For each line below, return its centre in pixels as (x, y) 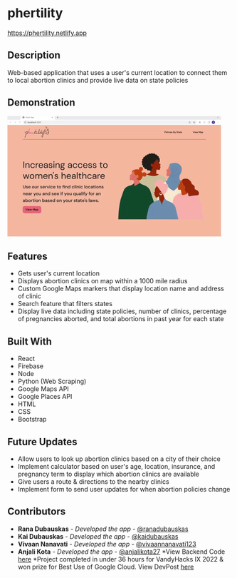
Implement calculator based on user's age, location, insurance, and (116, 466)
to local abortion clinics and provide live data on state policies (98, 80)
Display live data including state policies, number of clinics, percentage (122, 311)
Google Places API (45, 397)
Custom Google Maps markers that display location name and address (121, 289)
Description (34, 55)
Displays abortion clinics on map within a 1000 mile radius (102, 281)
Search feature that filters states (65, 304)
